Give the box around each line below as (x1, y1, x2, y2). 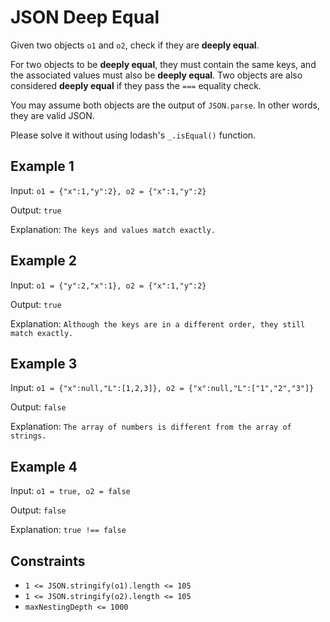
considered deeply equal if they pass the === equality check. (10, 79, 262, 91)
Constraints (10, 552, 86, 570)
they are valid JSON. (10, 109, 95, 121)
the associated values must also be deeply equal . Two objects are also (10, 69, 303, 81)
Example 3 (10, 355, 78, 372)
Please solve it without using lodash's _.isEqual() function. (10, 129, 257, 141)
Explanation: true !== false (10, 524, 127, 536)
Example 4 (10, 458, 78, 475)
